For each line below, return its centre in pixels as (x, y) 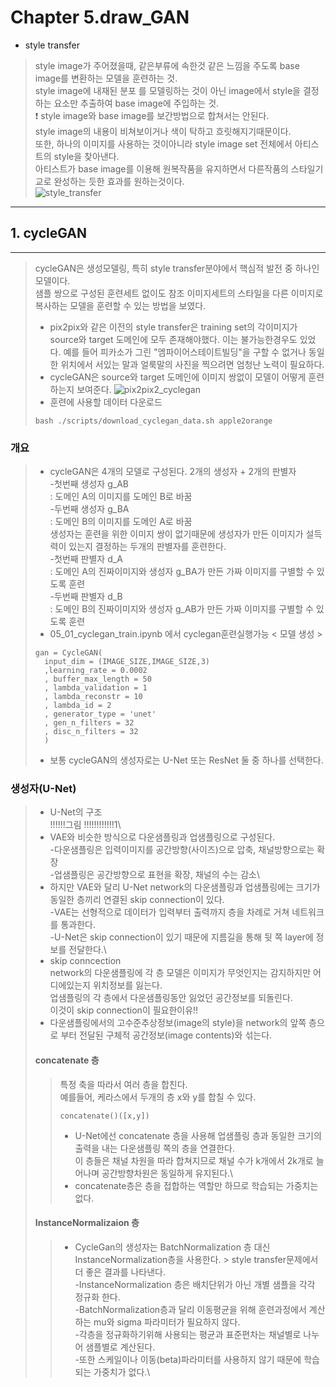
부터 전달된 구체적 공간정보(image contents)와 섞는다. (166, 1035)
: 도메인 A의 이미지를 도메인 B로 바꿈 (121, 497)
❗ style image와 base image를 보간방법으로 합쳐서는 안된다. (152, 115)
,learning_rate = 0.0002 (96, 671)
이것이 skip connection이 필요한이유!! (124, 1010)
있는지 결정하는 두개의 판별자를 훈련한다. (147, 547)
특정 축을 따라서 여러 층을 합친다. (123, 1084)
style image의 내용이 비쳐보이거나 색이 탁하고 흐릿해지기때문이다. (163, 131)
